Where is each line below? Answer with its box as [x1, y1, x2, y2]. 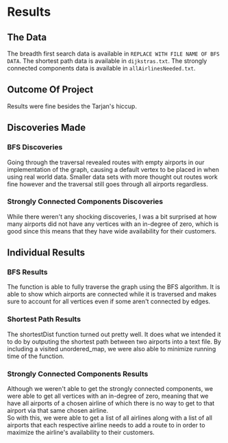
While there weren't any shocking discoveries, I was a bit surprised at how [7, 212, 217, 220]
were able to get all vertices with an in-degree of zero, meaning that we [7, 392, 209, 401]
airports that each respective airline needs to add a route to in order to [7, 421, 205, 429]
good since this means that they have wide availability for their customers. [7, 227, 217, 235]
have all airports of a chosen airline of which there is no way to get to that [7, 399, 215, 407]
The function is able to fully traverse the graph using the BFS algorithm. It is [7, 283, 220, 291]
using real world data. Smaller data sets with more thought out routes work [7, 173, 218, 181]
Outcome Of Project [7, 84, 94, 96]
